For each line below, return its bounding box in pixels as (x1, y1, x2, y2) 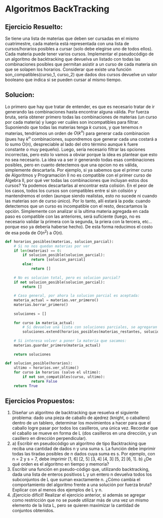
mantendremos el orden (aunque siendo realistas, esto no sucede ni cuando (5, 193, 158, 199)
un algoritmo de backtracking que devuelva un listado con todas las (5, 56, 141, 62)
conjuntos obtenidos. (12, 508, 55, 514)
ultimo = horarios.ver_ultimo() (14, 365, 79, 371)
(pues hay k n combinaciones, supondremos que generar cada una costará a (5, 135, 158, 142)
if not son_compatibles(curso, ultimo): (22, 374, 105, 379)
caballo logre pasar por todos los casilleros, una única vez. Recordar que (12, 425, 158, 431)
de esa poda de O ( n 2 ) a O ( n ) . (5, 229, 64, 236)
